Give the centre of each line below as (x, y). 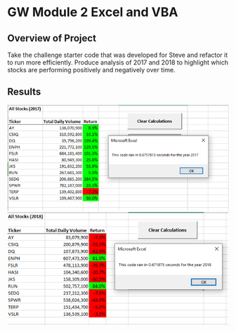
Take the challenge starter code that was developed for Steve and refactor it (118, 55)
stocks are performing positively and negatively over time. (91, 70)
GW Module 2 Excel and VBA (93, 12)
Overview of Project (52, 38)
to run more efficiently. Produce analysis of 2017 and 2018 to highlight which (118, 62)
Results (24, 92)
